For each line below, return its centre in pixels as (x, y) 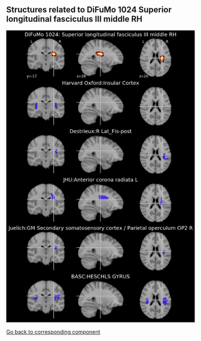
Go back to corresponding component (53, 332)
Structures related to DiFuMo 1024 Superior (89, 10)
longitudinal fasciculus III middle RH (74, 19)
